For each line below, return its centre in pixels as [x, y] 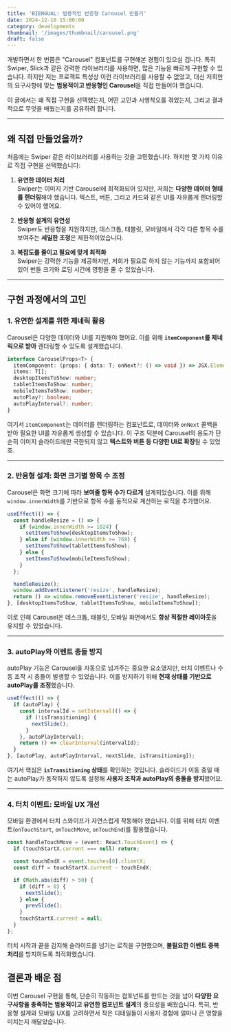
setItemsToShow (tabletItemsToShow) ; [78, 546]
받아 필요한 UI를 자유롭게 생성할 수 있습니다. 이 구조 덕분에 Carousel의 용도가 [111, 433]
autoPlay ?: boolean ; [43, 397]
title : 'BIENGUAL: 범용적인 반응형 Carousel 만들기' [77, 13]
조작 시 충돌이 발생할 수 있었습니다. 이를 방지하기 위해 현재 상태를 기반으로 [113, 677]
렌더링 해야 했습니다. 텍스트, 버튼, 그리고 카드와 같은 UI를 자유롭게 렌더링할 [123, 197]
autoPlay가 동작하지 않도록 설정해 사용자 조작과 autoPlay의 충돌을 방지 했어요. [119, 779]
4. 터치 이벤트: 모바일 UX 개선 [53, 805]
